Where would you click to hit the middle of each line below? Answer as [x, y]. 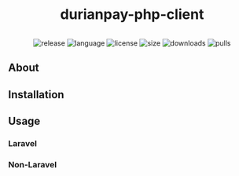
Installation [36, 95]
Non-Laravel [33, 164]
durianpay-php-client [132, 15]
